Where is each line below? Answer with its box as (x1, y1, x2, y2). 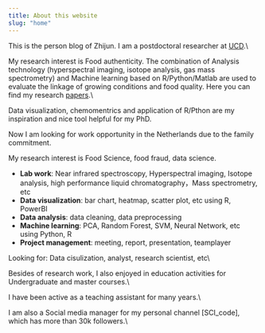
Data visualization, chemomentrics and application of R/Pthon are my (8, 105, 235, 115)
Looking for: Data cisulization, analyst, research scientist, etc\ (8, 253, 210, 262)
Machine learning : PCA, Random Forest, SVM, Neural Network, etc (19, 220, 240, 230)
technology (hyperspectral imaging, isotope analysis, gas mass (8, 64, 216, 74)
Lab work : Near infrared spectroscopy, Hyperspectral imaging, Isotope (19, 168, 253, 178)
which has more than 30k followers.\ (8, 316, 128, 326)
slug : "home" (8, 19, 52, 27)
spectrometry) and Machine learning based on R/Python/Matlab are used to (8, 73, 257, 83)
